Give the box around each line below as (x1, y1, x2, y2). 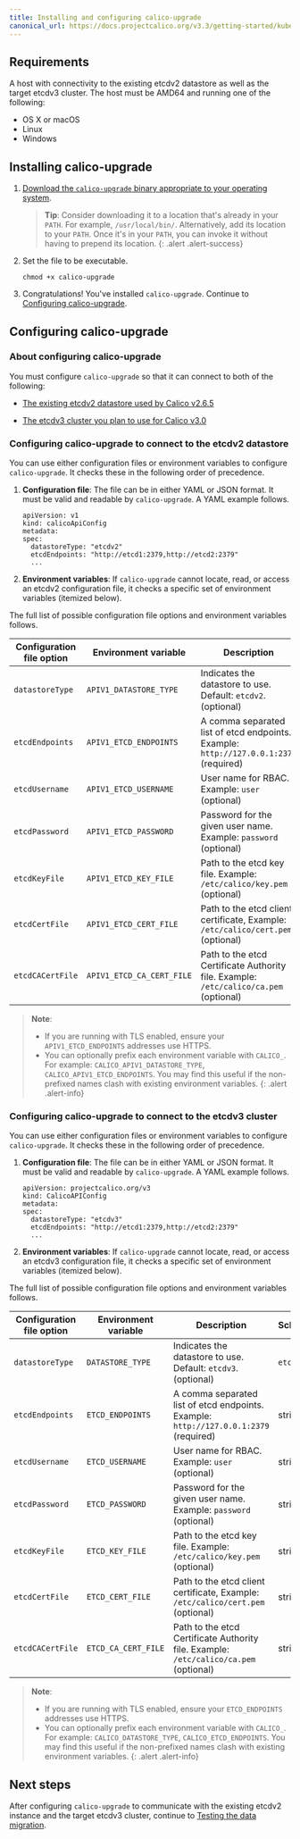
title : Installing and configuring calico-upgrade (9, 13, 202, 22)
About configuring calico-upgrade (9, 350, 162, 363)
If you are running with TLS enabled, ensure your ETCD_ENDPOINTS (44, 1703, 283, 1715)
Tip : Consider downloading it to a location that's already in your (44, 210, 279, 221)
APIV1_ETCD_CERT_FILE (86, 919, 179, 930)
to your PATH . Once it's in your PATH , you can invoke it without (44, 229, 268, 239)
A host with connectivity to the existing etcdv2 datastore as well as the (9, 78, 270, 89)
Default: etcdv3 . (172, 1362, 239, 1375)
